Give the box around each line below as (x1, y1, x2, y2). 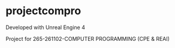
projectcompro (5, 4, 82, 18)
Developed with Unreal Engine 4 (5, 24, 85, 31)
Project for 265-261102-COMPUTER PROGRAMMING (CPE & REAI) (5, 35, 170, 42)
